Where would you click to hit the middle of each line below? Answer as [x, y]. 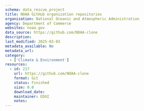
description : [18, 37]
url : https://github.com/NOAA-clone [52, 74]
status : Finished [32, 83]
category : [15, 55]
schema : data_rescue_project [35, 10]
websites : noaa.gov [25, 28]
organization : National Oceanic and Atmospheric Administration [72, 19]
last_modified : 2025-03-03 [33, 42]
